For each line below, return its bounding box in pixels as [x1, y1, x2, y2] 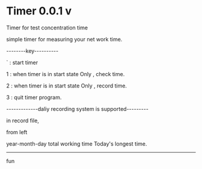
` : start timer [6, 59, 38, 66]
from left [6, 128, 28, 135]
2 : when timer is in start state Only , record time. [6, 82, 127, 89]
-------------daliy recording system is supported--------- [6, 105, 149, 112]
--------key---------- [6, 47, 59, 55]
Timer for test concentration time [6, 24, 88, 31]
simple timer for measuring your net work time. [6, 35, 123, 43]
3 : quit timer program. [6, 93, 62, 101]
